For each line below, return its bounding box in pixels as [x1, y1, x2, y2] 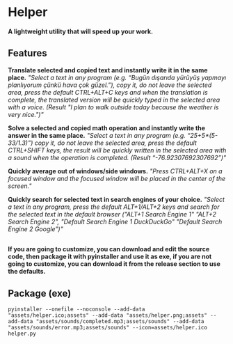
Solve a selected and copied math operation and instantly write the [8, 123, 206, 132]
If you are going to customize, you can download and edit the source [8, 245, 210, 253]
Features [8, 47, 47, 59]
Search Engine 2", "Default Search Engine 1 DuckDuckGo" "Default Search [8, 217, 223, 226]
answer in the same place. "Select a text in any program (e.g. [8, 131, 186, 139]
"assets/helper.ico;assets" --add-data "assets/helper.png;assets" [8, 311, 208, 319]
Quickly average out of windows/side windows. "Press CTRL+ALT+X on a [8, 166, 223, 175]
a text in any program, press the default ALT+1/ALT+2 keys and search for [8, 203, 220, 211]
